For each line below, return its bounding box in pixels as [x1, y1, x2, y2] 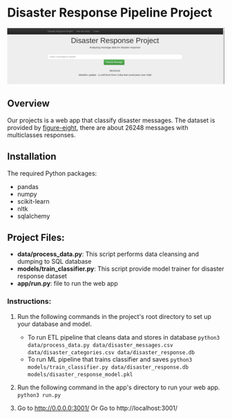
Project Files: [7, 231, 65, 243]
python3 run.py [17, 391, 61, 398]
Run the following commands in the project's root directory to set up [17, 312, 212, 320]
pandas [17, 182, 39, 191]
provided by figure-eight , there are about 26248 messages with [7, 123, 188, 132]
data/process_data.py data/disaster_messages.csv [27, 342, 174, 349]
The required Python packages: [7, 169, 97, 177]
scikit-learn [17, 197, 50, 205]
